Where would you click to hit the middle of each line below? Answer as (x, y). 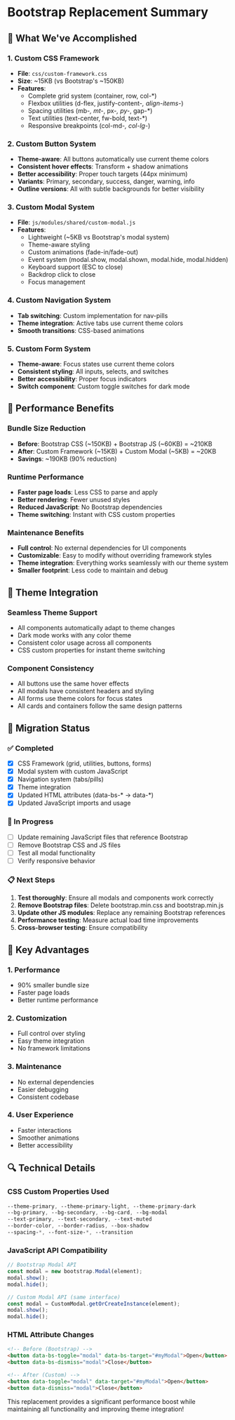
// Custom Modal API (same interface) (64, 1297)
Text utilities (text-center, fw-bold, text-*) (88, 118)
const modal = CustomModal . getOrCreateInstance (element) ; (94, 1303)
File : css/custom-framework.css (62, 73)
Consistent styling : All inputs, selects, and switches (93, 372)
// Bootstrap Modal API (42, 1265)
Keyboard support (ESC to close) (75, 267)
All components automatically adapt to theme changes (96, 628)
